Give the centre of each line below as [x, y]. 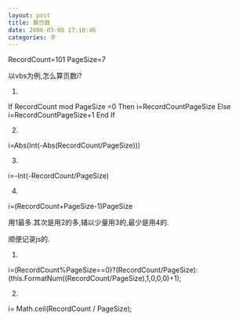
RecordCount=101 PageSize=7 [57, 60]
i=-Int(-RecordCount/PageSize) [59, 176]
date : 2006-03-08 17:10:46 [52, 30]
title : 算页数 [29, 23]
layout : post [29, 15]
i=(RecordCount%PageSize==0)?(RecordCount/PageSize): [103, 270]
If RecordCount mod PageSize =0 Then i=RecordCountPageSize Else [119, 107]
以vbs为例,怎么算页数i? [45, 76]
